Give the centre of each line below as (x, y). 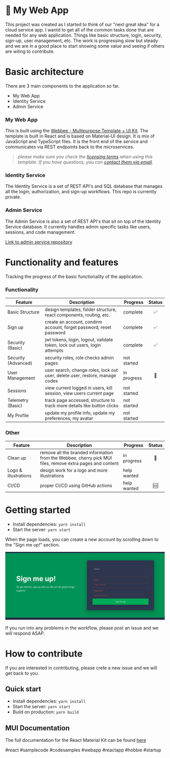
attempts (54, 351)
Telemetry (18, 400)
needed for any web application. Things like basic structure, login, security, (83, 35)
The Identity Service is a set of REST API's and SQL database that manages (84, 186)
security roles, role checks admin (79, 358)
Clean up (17, 458)
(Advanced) (20, 363)
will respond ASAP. (25, 633)
